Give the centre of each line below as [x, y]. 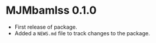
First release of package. [46, 27]
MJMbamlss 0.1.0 [51, 10]
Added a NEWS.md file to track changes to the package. [82, 33]
